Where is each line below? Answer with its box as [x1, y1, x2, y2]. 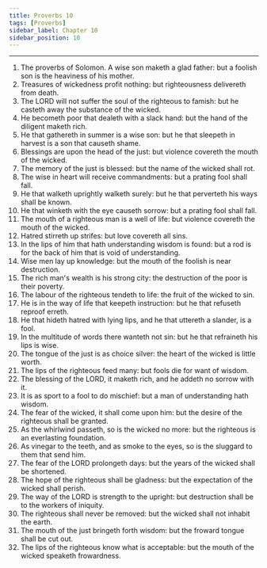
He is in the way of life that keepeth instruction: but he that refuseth [20, 299, 241, 308]
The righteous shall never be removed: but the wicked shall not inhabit [20, 509, 250, 519]
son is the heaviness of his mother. [20, 71, 135, 81]
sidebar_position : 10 [9, 33, 81, 42]
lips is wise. [20, 341, 59, 350]
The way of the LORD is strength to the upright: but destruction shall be [20, 492, 254, 501]
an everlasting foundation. [20, 433, 106, 443]
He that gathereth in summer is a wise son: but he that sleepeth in [20, 130, 236, 139]
